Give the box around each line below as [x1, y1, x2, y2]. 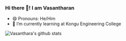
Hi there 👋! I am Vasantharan [5, 4, 75, 11]
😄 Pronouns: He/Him [12, 16, 56, 22]
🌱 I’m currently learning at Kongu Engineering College [12, 21, 122, 27]
